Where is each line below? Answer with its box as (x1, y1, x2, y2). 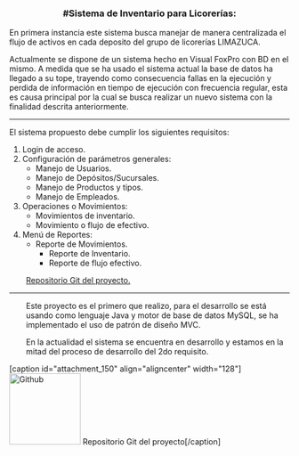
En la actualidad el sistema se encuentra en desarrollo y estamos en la (26, 337, 284, 347)
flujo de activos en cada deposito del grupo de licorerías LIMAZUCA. (9, 37, 261, 47)
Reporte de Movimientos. (35, 239, 128, 249)
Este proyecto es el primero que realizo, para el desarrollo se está (26, 301, 267, 312)
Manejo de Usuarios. (35, 163, 112, 174)
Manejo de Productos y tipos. (35, 182, 144, 193)
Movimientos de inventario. (35, 210, 135, 221)
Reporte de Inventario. (48, 248, 131, 259)
